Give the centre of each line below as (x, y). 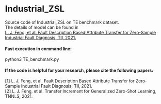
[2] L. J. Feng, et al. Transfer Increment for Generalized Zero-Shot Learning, (81, 91)
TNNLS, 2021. (19, 96)
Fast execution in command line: (38, 49)
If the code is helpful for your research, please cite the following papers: (79, 70)
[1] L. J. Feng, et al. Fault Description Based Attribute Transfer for (70, 81)
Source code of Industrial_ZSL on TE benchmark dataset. (62, 22)
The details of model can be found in (42, 27)
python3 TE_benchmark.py (32, 59)
